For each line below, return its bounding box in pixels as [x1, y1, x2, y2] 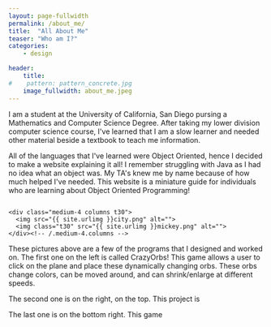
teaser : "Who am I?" [8, 34, 79, 43]
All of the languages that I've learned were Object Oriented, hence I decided [8, 151, 263, 161]
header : [8, 64, 35, 73]
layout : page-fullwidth [8, 11, 89, 20]
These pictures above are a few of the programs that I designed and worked [8, 243, 264, 253]
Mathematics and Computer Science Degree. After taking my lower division [8, 118, 260, 127]
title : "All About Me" [8, 27, 89, 35]
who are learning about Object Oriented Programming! [8, 185, 191, 195]
